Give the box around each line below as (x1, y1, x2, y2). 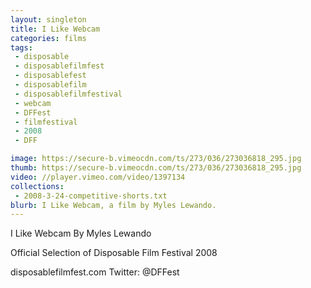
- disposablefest (14, 71, 87, 81)
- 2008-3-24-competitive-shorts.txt (14, 191, 168, 201)
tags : (10, 42, 33, 53)
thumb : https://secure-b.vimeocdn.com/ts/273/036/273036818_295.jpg (10, 163, 302, 173)
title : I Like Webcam (10, 24, 101, 34)
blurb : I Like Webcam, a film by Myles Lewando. (10, 200, 217, 210)
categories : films (10, 33, 87, 43)
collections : (10, 181, 65, 191)
